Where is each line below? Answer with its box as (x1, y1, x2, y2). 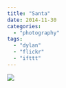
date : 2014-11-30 (7, 16, 57, 23)
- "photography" (13, 29, 60, 36)
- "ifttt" (13, 55, 41, 62)
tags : (7, 36, 23, 43)
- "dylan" (13, 42, 41, 49)
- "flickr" (13, 49, 45, 56)
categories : (7, 23, 41, 30)
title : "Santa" (7, 10, 51, 17)
